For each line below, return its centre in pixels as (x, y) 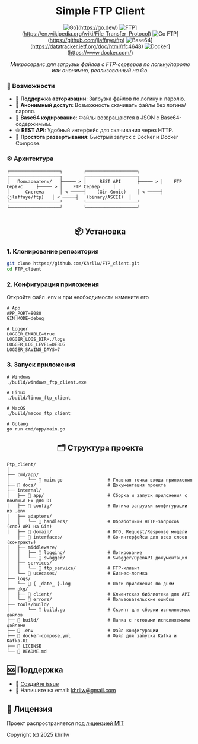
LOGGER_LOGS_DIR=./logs (36, 340)
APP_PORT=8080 (24, 314)
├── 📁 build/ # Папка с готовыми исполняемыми (98, 620)
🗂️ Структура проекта (100, 447)
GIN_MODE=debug (25, 319)
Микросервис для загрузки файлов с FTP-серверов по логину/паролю (100, 64)
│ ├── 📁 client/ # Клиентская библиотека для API (98, 594)
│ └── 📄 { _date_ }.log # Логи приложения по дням (90, 584)
